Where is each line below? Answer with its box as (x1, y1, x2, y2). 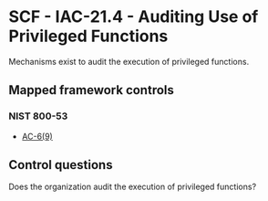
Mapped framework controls (8, 82, 175, 98)
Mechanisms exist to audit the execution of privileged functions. (8, 56, 250, 67)
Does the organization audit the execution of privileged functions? (8, 181, 257, 193)
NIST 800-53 (8, 110, 68, 122)
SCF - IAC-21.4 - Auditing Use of (8, 6, 259, 27)
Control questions (8, 157, 113, 173)
